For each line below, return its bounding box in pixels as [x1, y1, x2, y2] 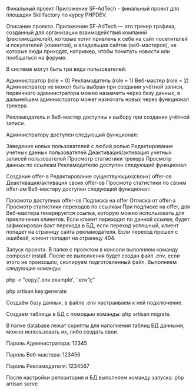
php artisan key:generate [6, 288, 67, 295]
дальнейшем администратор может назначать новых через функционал [6, 96, 190, 103]
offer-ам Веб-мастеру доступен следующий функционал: [6, 185, 151, 192]
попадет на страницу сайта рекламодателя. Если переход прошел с [6, 228, 178, 235]
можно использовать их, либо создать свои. [6, 328, 119, 335]
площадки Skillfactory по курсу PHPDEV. [6, 11, 107, 18]
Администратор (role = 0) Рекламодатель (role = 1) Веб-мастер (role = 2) [6, 77, 190, 84]
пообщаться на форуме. [6, 54, 67, 61]
